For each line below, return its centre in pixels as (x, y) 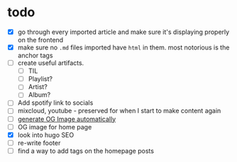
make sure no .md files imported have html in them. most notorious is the (123, 47)
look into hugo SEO (46, 134)
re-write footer (39, 143)
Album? (39, 95)
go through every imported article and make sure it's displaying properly (123, 32)
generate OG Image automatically (67, 119)
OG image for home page (55, 127)
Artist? (38, 87)
